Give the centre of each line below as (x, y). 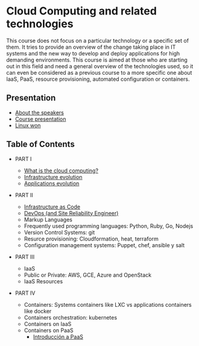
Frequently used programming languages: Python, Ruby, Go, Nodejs (109, 226)
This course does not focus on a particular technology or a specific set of (97, 40)
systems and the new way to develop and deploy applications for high (93, 53)
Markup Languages (48, 219)
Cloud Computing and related (81, 11)
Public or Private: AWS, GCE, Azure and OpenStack (88, 275)
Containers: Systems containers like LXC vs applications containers (108, 304)
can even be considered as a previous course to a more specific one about (99, 72)
